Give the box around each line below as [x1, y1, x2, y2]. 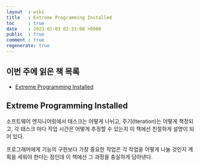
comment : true [6, 37, 45, 43]
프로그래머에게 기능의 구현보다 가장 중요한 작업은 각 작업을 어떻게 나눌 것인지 [6, 145, 187, 153]
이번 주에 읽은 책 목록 [6, 67, 80, 77]
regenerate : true [6, 43, 50, 49]
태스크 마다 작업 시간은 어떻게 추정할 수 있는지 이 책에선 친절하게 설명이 [20, 125, 189, 132]
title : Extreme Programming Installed [6, 15, 112, 21]
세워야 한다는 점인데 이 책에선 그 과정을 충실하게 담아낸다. [17, 153, 153, 161]
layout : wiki [6, 8, 45, 15]
